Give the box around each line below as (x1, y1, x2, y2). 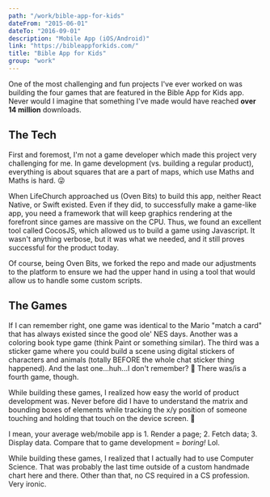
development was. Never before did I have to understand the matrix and (8, 396, 248, 406)
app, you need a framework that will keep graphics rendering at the (8, 208, 233, 218)
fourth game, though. (8, 372, 79, 381)
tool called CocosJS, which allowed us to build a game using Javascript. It (8, 225, 255, 235)
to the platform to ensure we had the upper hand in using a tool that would (8, 267, 256, 276)
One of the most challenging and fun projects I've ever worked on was (8, 78, 243, 89)
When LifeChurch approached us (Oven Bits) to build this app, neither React (8, 191, 261, 200)
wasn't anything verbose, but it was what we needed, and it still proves (8, 234, 245, 243)
